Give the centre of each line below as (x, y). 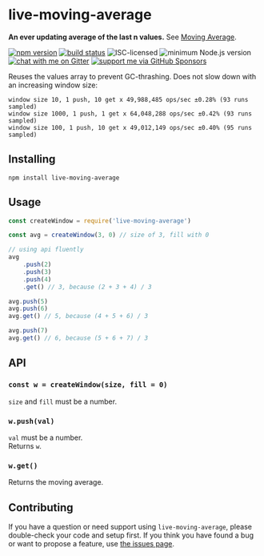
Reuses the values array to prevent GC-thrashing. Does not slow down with (132, 76)
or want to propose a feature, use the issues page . (91, 544)
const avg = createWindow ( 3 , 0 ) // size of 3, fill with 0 (109, 235)
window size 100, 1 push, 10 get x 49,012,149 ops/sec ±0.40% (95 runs (130, 127)
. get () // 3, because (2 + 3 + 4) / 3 (87, 287)
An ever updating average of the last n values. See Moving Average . (123, 37)
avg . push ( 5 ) (28, 301)
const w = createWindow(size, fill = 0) (88, 385)
